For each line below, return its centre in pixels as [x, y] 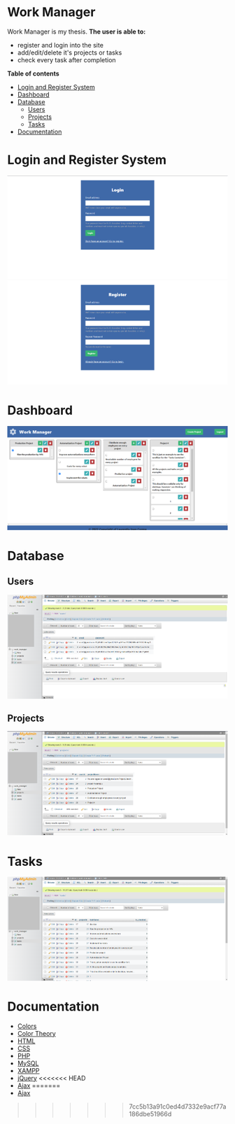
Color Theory [36, 1033]
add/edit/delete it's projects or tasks [70, 52]
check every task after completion [67, 59]
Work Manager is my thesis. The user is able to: [77, 31]
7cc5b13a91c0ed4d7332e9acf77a [178, 1107]
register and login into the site [60, 45]
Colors [27, 1026]
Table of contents [33, 73]
